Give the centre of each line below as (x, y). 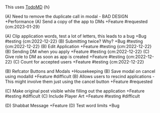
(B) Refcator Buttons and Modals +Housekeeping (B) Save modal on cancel (80, 71)
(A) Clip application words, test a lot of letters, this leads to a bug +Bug (76, 36)
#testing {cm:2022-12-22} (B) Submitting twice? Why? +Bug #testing (74, 41)
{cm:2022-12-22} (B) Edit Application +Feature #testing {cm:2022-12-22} (78, 46)
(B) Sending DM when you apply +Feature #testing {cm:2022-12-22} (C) (77, 51)
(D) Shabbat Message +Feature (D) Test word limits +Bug (62, 105)
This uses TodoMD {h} (27, 7)
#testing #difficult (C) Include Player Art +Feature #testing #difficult (72, 96)
